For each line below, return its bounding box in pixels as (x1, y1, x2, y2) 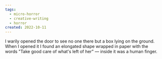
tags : (5, 7, 16, 12)
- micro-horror (9, 12, 40, 16)
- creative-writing (9, 16, 49, 21)
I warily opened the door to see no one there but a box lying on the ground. (5, 38, 155, 44)
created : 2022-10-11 (5, 25, 47, 30)
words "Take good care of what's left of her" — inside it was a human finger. (5, 49, 158, 55)
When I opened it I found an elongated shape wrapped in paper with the (5, 44, 148, 49)
